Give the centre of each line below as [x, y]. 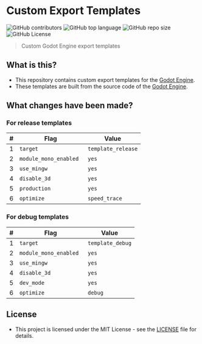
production [35, 189]
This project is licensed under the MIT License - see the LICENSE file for [106, 329]
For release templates [39, 123]
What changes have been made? [70, 105]
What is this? [32, 65]
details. [24, 335]
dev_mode [32, 283]
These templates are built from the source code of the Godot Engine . [101, 86]
